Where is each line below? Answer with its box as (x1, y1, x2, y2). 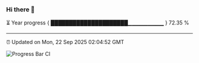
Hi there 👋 (6, 5, 36, 14)
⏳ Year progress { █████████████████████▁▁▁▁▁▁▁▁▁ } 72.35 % (6, 19, 190, 26)
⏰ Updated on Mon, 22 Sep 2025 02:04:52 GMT (6, 39, 124, 46)
